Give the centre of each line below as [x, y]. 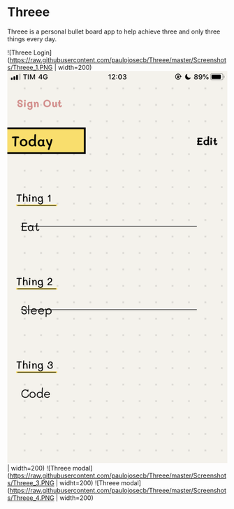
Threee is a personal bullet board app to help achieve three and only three [114, 31]
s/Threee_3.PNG [31, 483]
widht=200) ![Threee [89, 483]
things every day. [32, 38]
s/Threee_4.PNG [31, 498]
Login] [43, 52]
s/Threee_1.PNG [30, 67]
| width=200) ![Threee [39, 468]
